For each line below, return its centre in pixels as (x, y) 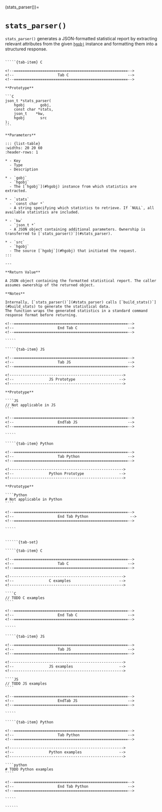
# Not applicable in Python (34, 499)
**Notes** (15, 293)
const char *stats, (34, 109)
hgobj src (31, 118)
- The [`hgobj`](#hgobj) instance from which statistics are (73, 186)
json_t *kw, (29, 114)
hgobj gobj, (33, 105)
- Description (24, 169)
